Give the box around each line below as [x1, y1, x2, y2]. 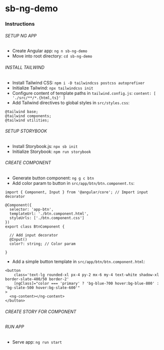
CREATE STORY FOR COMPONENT [5, 308, 77, 315]
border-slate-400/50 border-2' [5, 276, 69, 282]
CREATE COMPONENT [5, 160, 52, 166]
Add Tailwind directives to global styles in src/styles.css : [12, 99, 130, 106]
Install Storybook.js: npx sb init [12, 143, 78, 149]
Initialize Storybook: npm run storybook [12, 148, 91, 154]
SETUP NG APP [5, 32, 37, 38]
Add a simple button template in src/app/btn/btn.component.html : [12, 259, 145, 264]
